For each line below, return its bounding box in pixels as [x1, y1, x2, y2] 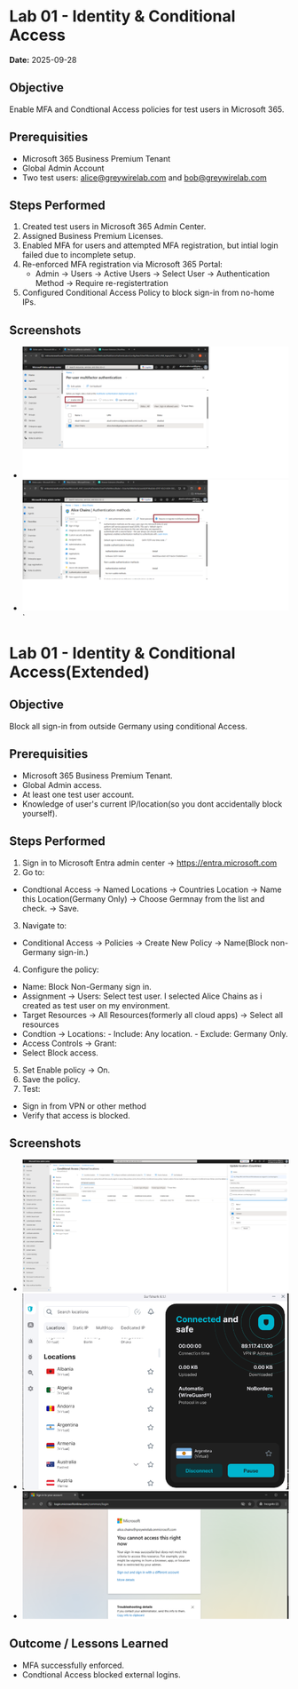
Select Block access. [21, 1047, 99, 1058]
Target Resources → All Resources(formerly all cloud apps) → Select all [21, 1009, 284, 1020]
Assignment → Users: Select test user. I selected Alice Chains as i [21, 991, 263, 1001]
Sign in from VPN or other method [21, 1100, 146, 1111]
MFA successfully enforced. [21, 1660, 125, 1670]
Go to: [21, 866, 45, 877]
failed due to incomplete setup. [21, 250, 136, 260]
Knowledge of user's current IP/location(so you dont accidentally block [21, 798, 283, 809]
